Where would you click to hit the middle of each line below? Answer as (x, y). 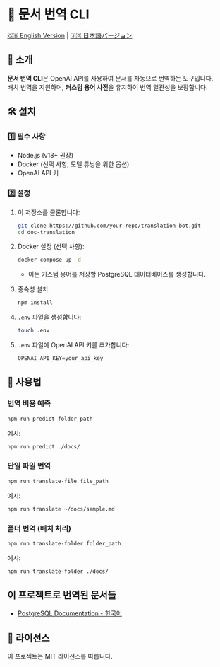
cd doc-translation (46, 232)
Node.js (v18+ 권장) (45, 156)
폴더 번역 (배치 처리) (39, 528)
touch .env (33, 331)
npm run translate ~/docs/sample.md (61, 509)
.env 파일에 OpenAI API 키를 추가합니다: (73, 345)
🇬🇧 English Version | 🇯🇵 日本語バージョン (70, 35)
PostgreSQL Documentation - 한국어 (69, 613)
